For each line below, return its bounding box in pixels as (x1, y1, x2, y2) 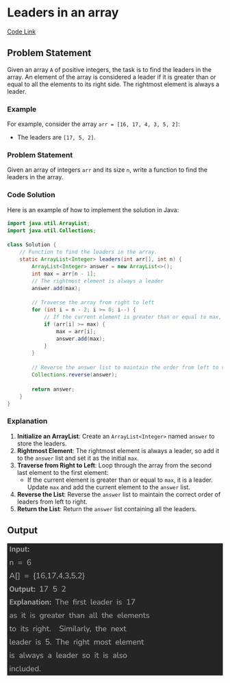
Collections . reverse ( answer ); (31, 372, 118, 378)
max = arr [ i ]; (55, 328, 97, 335)
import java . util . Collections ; (7, 227, 97, 234)
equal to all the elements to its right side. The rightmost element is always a (7, 80, 220, 88)
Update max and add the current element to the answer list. (27, 482, 190, 491)
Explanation (7, 416, 48, 426)
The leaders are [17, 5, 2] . (16, 133, 96, 142)
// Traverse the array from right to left (31, 299, 155, 306)
